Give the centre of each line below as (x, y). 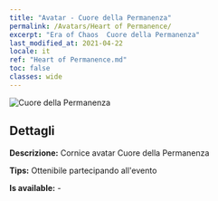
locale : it (30, 52)
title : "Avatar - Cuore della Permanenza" (90, 18)
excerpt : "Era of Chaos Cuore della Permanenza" (105, 34)
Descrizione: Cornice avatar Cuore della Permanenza (109, 153)
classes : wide (36, 77)
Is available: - (35, 187)
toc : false (30, 69)
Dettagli (32, 131)
